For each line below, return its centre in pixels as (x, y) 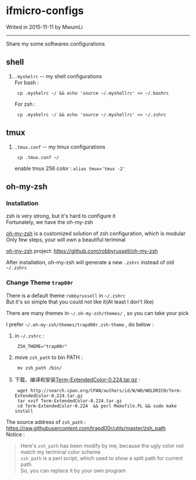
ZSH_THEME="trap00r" (42, 346)
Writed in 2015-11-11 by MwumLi (44, 27)
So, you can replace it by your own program (73, 470)
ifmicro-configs (45, 11)
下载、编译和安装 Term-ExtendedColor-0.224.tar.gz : (77, 379)
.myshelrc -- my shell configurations (58, 76)
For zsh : (25, 104)
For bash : (27, 82)
